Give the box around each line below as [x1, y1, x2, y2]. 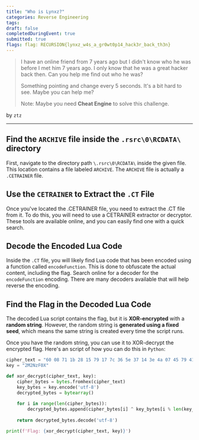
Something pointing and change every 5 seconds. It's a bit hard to [20, 82, 182, 89]
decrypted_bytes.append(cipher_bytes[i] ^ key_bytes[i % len [27, 406, 182, 413]
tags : [6, 20, 20, 26]
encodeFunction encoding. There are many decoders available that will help [6, 276, 190, 283]
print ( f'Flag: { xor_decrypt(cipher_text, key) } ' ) [6, 428, 131, 434]
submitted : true [6, 36, 46, 42]
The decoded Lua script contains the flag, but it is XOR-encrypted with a [6, 315, 185, 322]
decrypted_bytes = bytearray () [17, 390, 94, 395]
